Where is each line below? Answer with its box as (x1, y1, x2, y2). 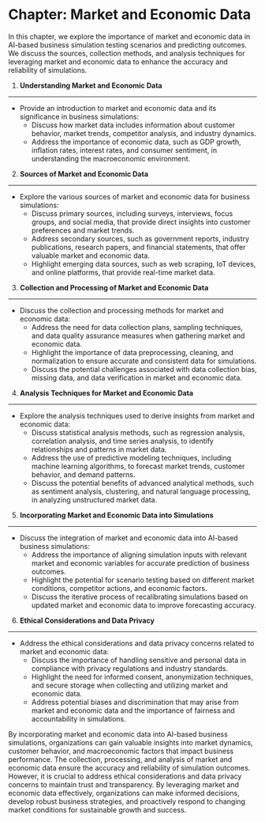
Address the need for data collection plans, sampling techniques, (31, 322, 243, 331)
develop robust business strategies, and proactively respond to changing (8, 797, 246, 806)
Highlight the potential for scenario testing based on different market (31, 575, 255, 585)
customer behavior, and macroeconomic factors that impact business (8, 746, 234, 756)
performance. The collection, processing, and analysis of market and (8, 754, 233, 764)
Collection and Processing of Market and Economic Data (19, 282, 209, 292)
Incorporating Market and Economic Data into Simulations (19, 510, 215, 520)
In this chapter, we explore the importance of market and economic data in (8, 32, 251, 41)
